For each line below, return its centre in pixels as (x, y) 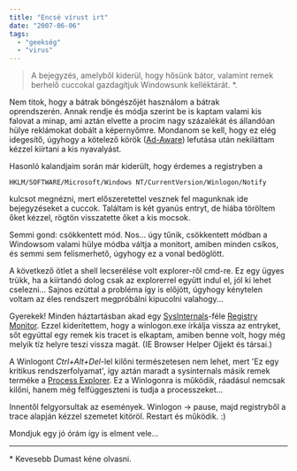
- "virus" (35, 50)
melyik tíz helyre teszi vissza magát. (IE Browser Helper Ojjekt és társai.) (141, 344)
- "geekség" (39, 42)
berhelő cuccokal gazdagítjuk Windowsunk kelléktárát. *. (134, 85)
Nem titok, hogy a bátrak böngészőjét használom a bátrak (114, 102)
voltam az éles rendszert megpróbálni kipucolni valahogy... (116, 299)
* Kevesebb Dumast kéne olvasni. (70, 459)
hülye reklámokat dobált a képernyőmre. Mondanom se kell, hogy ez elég (143, 130)
